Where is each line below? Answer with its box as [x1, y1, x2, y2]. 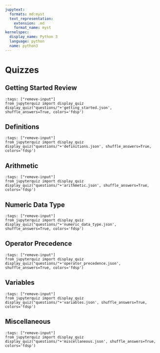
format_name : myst [14, 25, 51, 30]
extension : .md [14, 20, 45, 26]
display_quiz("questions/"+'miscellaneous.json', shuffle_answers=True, [5, 339, 156, 344]
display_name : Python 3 [9, 35, 58, 39]
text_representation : [9, 16, 54, 21]
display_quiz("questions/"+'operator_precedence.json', [5, 261, 121, 266]
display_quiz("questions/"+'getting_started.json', [5, 105, 112, 110]
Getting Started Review [5, 84, 77, 92]
